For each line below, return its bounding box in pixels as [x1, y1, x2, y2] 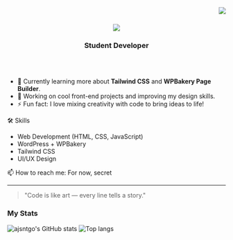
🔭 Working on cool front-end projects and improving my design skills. [17, 92, 216, 100]
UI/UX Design [17, 154, 57, 163]
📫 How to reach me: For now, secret [7, 168, 112, 177]
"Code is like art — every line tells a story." [24, 191, 146, 200]
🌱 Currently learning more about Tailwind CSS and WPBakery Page [17, 77, 212, 86]
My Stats [7, 209, 38, 218]
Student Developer [84, 41, 149, 51]
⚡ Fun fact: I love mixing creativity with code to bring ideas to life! [17, 100, 205, 109]
